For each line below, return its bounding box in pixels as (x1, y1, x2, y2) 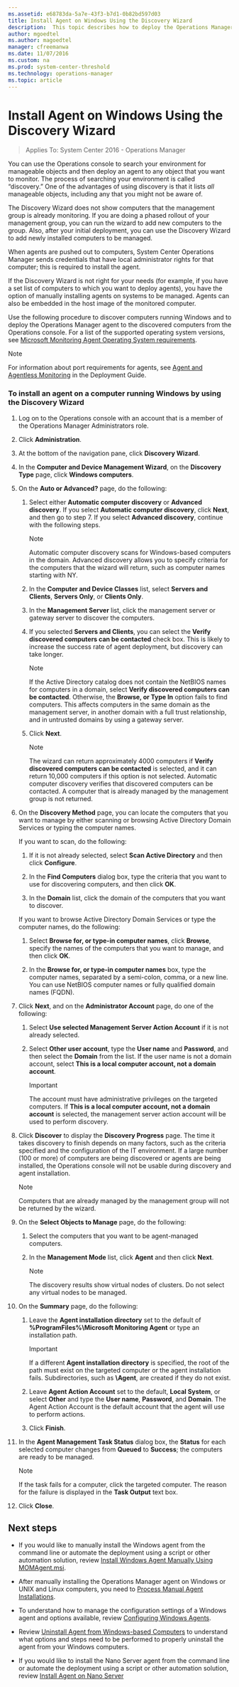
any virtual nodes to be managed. (28, 1288, 127, 1296)
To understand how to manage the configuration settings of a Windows (18, 1606, 227, 1615)
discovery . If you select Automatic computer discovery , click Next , (28, 505, 230, 514)
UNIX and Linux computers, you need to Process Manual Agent (18, 1585, 204, 1594)
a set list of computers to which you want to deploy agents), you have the (8, 284, 223, 292)
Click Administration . (18, 435, 82, 443)
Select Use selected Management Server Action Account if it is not (28, 1022, 229, 1032)
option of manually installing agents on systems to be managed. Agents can (8, 292, 230, 300)
